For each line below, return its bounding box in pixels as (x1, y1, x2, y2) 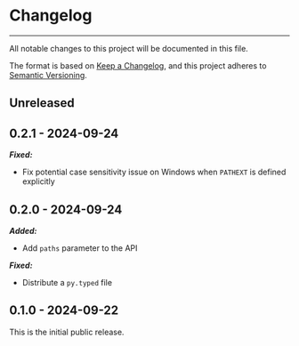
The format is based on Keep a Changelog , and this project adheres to (9, 60, 267, 71)
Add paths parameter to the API (21, 242, 138, 253)
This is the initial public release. (9, 326, 125, 337)
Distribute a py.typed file (21, 277, 113, 287)
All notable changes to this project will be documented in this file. (9, 43, 249, 53)
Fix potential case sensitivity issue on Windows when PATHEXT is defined (21, 166, 287, 178)
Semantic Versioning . (9, 69, 87, 80)
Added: (9, 225, 37, 236)
